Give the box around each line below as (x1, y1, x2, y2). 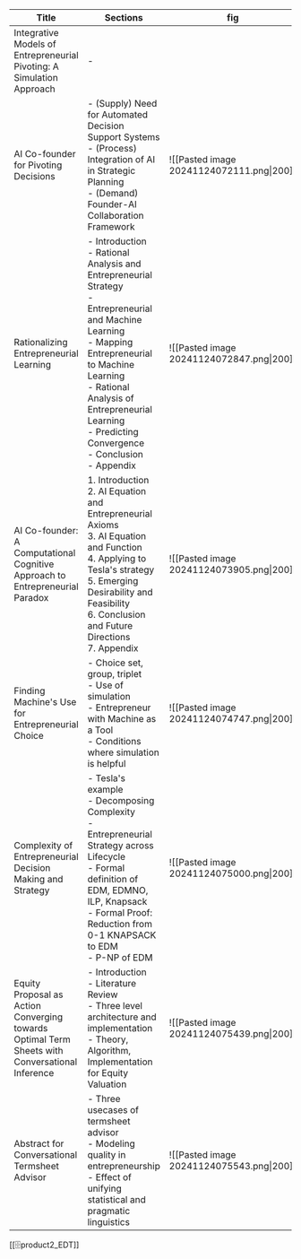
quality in (87, 1149, 126, 1160)
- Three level (87, 1000, 143, 1012)
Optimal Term (13, 1033, 72, 1046)
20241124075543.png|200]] (168, 1160, 297, 1172)
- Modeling (87, 1138, 136, 1150)
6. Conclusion (87, 609, 146, 621)
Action (13, 1000, 42, 1012)
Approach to (13, 569, 66, 581)
